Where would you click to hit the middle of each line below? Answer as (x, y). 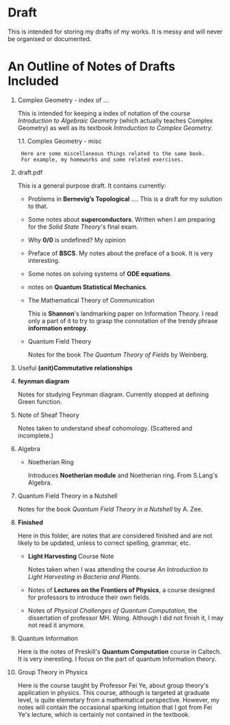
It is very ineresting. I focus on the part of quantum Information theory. (117, 659)
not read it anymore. (56, 625)
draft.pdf (30, 172)
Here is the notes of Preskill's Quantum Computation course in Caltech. (119, 651)
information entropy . (58, 328)
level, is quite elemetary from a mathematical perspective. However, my (118, 700)
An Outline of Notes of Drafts (91, 67)
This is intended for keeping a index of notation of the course (104, 113)
